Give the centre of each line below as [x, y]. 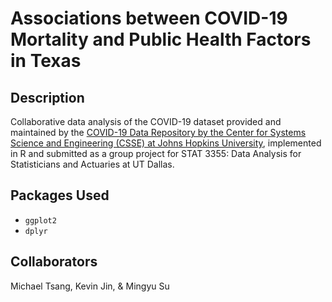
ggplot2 [40, 220]
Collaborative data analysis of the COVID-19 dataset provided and [146, 121]
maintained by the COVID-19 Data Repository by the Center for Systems [158, 132]
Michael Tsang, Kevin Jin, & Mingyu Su [90, 286]
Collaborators [54, 262]
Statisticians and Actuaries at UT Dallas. [92, 164]
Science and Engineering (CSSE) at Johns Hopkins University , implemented [166, 143]
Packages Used [60, 195]
